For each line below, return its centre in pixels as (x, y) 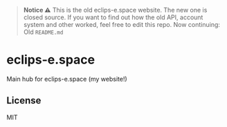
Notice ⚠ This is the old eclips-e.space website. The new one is (115, 10)
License (24, 100)
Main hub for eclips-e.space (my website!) (67, 79)
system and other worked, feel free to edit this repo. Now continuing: (122, 25)
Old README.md (43, 32)
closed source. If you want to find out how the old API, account (113, 17)
